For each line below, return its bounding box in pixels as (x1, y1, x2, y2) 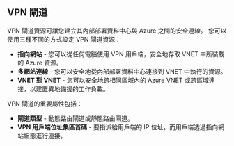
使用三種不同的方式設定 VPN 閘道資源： (7, 35, 122, 43)
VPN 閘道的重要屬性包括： (7, 99, 84, 108)
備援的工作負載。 (60, 84, 109, 92)
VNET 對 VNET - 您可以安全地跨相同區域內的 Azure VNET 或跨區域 (17, 76, 210, 84)
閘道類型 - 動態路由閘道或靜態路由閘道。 (17, 114, 134, 122)
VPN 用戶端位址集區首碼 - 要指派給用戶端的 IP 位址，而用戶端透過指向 (17, 122, 219, 131)
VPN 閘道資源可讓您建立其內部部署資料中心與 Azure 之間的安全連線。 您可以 (7, 26, 227, 35)
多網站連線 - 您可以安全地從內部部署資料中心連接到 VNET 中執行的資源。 (17, 67, 227, 75)
